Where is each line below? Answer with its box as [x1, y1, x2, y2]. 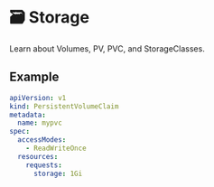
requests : [25, 160, 63, 170]
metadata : [9, 110, 47, 119]
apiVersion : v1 [9, 93, 67, 102]
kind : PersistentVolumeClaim [9, 101, 119, 111]
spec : [9, 127, 30, 136]
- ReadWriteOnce [25, 144, 88, 153]
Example [9, 70, 60, 85]
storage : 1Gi [33, 169, 83, 178]
